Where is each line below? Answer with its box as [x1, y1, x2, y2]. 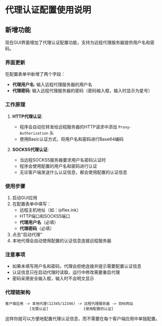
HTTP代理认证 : [12, 113, 43, 119]
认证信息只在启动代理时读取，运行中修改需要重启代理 [12, 270, 120, 275]
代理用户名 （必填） [19, 219, 59, 225]
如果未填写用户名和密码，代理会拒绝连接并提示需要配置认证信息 [12, 263, 141, 269]
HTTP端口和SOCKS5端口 [19, 213, 70, 219]
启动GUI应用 [12, 194, 38, 200]
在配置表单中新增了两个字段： [5, 71, 65, 77]
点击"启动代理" [12, 231, 43, 237]
